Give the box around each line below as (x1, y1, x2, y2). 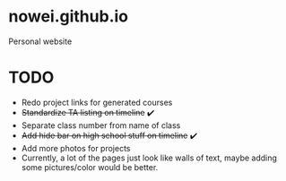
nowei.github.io (8, 6, 129, 27)
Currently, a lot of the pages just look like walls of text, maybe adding (21, 152, 277, 163)
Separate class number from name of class (21, 119, 181, 131)
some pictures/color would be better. (21, 161, 159, 172)
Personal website (8, 36, 73, 47)
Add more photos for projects (21, 142, 131, 153)
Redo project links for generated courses (21, 97, 173, 108)
